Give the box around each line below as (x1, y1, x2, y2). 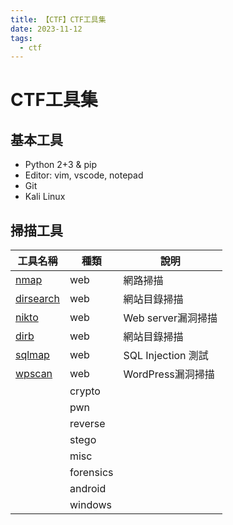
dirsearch (15, 292, 60, 306)
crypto (69, 384, 101, 398)
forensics (69, 466, 114, 480)
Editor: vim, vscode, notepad (24, 169, 144, 181)
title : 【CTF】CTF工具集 (10, 14, 107, 25)
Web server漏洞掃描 (123, 311, 218, 325)
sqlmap (15, 348, 50, 362)
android (69, 482, 107, 496)
